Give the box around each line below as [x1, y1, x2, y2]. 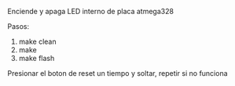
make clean [18, 37, 57, 46]
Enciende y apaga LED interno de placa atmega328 [7, 7, 174, 16]
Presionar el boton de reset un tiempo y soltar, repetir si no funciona [7, 69, 229, 77]
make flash [18, 54, 55, 63]
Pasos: [7, 22, 30, 30]
